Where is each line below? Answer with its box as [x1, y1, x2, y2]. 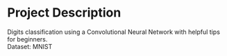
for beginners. [7, 35, 48, 43]
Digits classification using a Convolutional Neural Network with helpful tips [7, 28, 221, 36]
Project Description [7, 5, 121, 21]
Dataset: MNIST [7, 42, 53, 50]
